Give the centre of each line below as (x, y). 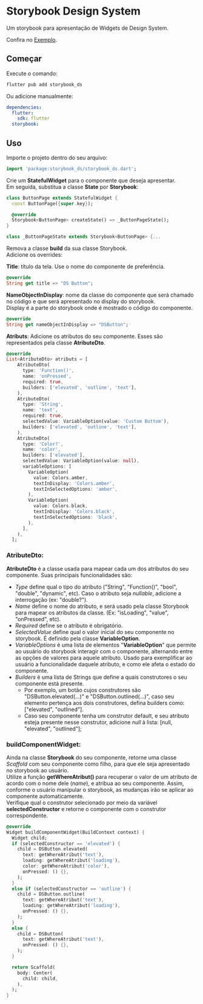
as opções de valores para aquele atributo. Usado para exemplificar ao (104, 658)
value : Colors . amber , (60, 477)
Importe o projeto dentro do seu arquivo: (57, 157)
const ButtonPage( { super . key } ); (53, 204)
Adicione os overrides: (34, 255)
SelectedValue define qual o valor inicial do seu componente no (95, 632)
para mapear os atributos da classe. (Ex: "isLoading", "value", (92, 612)
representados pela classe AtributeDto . (56, 342)
